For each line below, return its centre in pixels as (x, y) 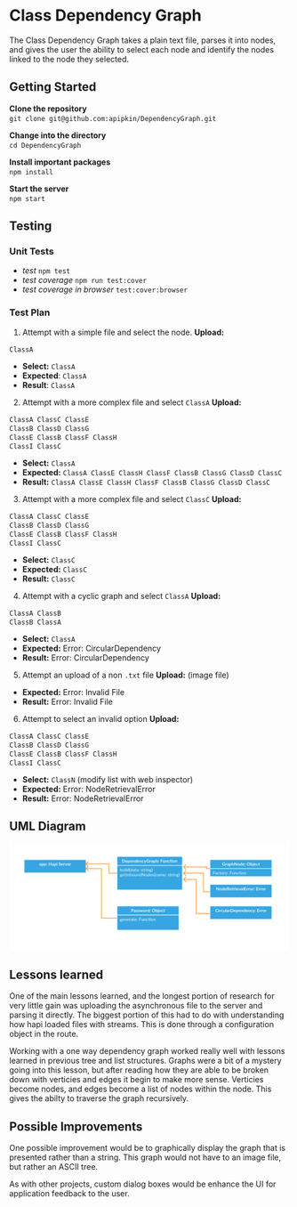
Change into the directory (58, 135)
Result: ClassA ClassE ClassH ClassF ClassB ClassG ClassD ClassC (146, 482)
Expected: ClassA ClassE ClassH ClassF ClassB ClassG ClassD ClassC (152, 472)
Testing (31, 227)
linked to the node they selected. (69, 59)
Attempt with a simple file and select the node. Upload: (123, 332)
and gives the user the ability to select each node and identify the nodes (141, 49)
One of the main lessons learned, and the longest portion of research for (142, 996)
